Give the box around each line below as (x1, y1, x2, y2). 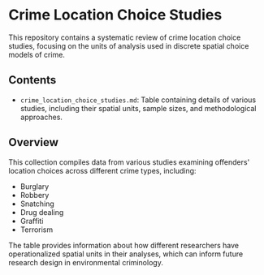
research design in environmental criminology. (8, 257, 164, 267)
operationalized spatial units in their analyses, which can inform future (8, 249, 244, 259)
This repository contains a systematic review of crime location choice (8, 32, 241, 42)
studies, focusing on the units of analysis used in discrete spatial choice (8, 41, 249, 50)
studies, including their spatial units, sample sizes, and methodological (19, 103, 257, 113)
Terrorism (19, 225, 54, 234)
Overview (8, 135, 59, 149)
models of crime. (8, 49, 65, 59)
